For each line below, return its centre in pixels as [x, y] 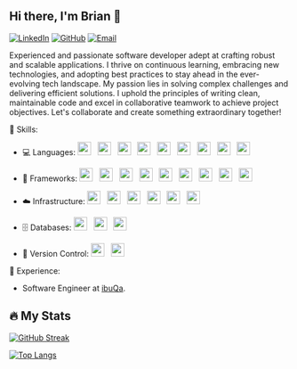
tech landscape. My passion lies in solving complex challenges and [165, 83]
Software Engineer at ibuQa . [74, 288]
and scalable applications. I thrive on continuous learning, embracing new [144, 64]
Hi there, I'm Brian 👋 [65, 16]
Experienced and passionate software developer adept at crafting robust [142, 55]
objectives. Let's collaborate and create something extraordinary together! [145, 111]
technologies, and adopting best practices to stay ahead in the [124, 74]
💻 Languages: [49, 152]
